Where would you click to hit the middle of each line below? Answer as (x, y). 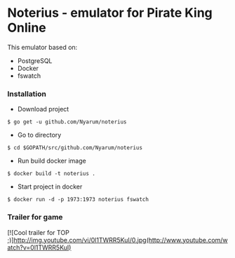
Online (27, 28)
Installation (27, 94)
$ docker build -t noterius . (52, 174)
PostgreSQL (35, 60)
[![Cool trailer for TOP (39, 232)
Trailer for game (35, 217)
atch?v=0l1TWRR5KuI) (39, 247)
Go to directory (39, 135)
